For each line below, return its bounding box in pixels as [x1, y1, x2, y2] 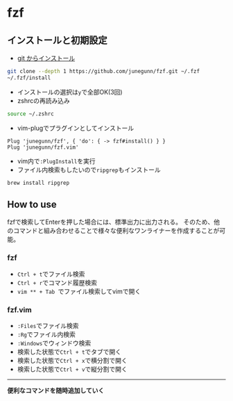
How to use [7, 198, 57, 210]
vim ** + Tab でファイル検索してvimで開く [17, 287, 141, 295]
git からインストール [17, 54, 76, 62]
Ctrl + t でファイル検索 [17, 270, 85, 278]
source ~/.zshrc [7, 110, 54, 117]
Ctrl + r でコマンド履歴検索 [17, 278, 98, 286]
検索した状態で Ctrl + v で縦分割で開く [17, 365, 128, 373]
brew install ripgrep [7, 179, 70, 186]
